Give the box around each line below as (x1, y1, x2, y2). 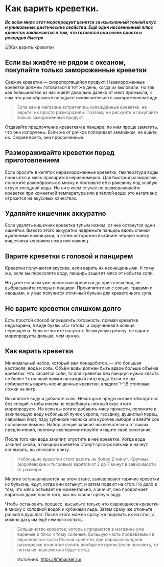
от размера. (17, 466, 43, 472)
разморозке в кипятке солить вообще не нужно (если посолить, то (17, 542, 158, 547)
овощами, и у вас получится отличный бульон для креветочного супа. (5, 290, 153, 296)
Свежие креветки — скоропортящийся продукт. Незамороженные (5, 79, 145, 85)
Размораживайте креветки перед (5, 149, 115, 157)
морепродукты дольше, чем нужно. (5, 333, 80, 339)
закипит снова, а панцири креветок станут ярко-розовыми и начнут (5, 441, 148, 447)
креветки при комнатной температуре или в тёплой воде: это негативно (5, 190, 158, 196)
